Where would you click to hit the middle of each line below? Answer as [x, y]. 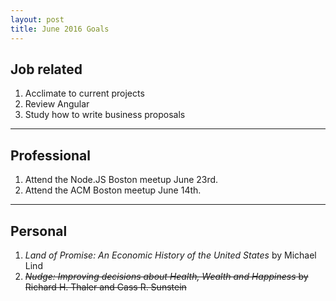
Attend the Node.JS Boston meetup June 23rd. [121, 180]
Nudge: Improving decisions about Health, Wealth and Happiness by [166, 276]
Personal [39, 231]
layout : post [37, 19]
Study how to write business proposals [105, 115]
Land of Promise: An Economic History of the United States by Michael [170, 255]
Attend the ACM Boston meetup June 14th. [113, 190]
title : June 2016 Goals [60, 29]
